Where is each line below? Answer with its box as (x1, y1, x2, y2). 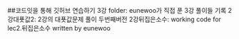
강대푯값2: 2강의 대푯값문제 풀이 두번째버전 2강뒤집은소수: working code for (7, 15, 221, 23)
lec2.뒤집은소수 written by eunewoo (7, 24, 111, 32)
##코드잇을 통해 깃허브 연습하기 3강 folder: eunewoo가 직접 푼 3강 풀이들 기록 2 (7, 6, 233, 14)
